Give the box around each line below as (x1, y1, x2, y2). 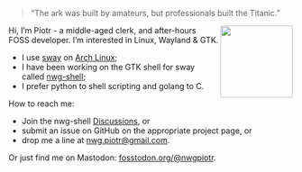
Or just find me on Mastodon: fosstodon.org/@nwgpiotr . (8, 152, 216, 163)
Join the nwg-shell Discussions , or (21, 116, 151, 126)
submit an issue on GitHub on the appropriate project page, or (21, 125, 252, 136)
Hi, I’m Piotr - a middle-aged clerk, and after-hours (8, 25, 197, 35)
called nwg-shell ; (21, 71, 87, 82)
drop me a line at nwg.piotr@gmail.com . (21, 135, 170, 145)
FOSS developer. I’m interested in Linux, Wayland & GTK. (8, 35, 219, 45)
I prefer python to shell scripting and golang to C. (21, 81, 205, 91)
